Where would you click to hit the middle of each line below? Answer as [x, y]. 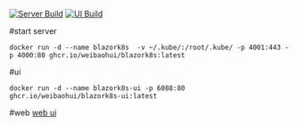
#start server [33, 31]
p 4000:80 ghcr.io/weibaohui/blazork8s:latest [97, 55]
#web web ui [33, 113]
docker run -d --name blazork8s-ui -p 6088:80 [97, 88]
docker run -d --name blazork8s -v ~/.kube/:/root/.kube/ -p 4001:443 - [149, 47]
